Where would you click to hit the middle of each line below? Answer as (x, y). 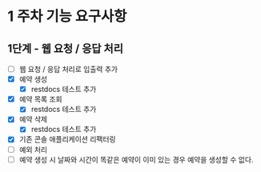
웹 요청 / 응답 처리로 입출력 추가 (68, 69)
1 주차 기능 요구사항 (67, 16)
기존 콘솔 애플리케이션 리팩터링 (67, 139)
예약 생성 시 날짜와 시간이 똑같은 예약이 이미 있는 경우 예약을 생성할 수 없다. (136, 159)
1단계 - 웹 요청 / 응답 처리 (65, 48)
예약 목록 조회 (40, 99)
